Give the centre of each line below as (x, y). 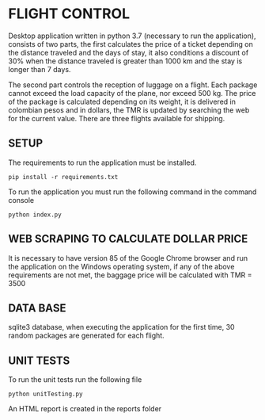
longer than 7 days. (40, 69)
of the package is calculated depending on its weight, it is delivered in (122, 101)
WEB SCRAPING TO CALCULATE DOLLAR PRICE (128, 239)
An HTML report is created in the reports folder (85, 409)
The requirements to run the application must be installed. (102, 162)
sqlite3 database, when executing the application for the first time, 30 (121, 327)
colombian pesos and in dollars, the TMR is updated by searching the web (129, 110)
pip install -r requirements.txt (63, 177)
